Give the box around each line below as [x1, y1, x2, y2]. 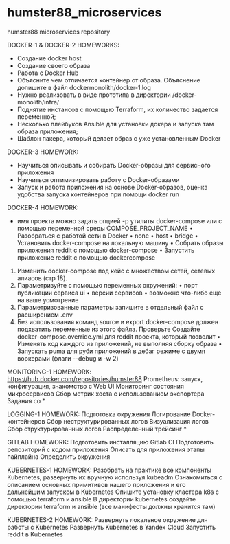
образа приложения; [16, 127, 78, 135]
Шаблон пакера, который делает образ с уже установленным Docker [16, 134, 221, 142]
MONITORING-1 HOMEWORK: [7, 367, 91, 376]
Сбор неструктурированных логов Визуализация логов [46, 417, 209, 425]
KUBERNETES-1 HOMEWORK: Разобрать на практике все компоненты [7, 466, 211, 474]
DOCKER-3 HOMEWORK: [7, 148, 79, 156]
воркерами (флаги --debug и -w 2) [16, 354, 119, 362]
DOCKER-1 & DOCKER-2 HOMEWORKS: [7, 41, 120, 49]
